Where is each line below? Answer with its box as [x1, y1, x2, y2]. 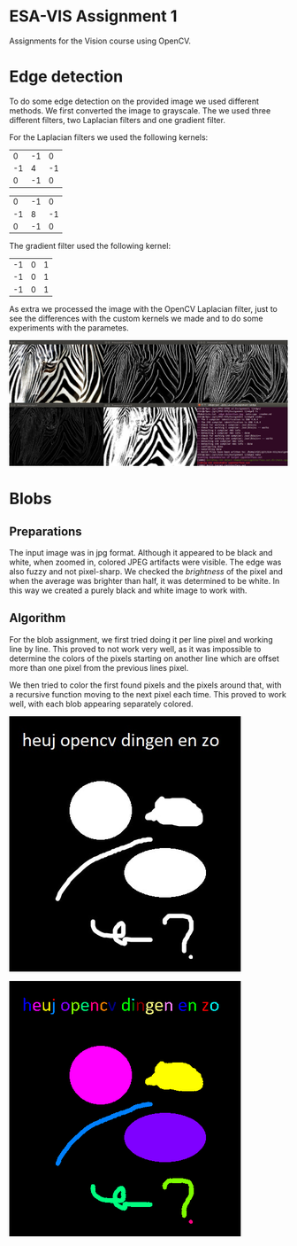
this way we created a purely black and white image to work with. [9, 585, 247, 596]
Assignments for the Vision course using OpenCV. [9, 35, 192, 46]
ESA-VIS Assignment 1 [9, 6, 178, 27]
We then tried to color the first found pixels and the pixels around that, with [9, 680, 282, 690]
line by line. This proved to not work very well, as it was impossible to [9, 643, 262, 654]
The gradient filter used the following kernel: [9, 241, 171, 252]
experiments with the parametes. [9, 323, 130, 333]
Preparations [9, 524, 82, 539]
